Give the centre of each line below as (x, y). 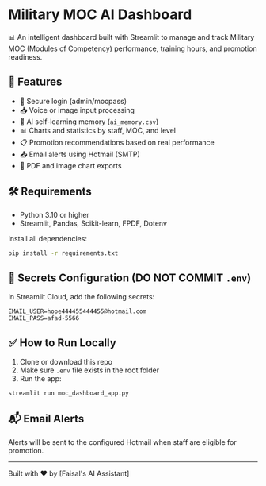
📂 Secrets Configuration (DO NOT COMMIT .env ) (130, 278)
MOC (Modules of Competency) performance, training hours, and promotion (133, 48)
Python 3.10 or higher (54, 214)
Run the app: (40, 379)
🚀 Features (35, 82)
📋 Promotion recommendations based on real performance (117, 142)
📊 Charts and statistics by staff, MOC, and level (98, 130)
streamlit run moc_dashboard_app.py (68, 393)
